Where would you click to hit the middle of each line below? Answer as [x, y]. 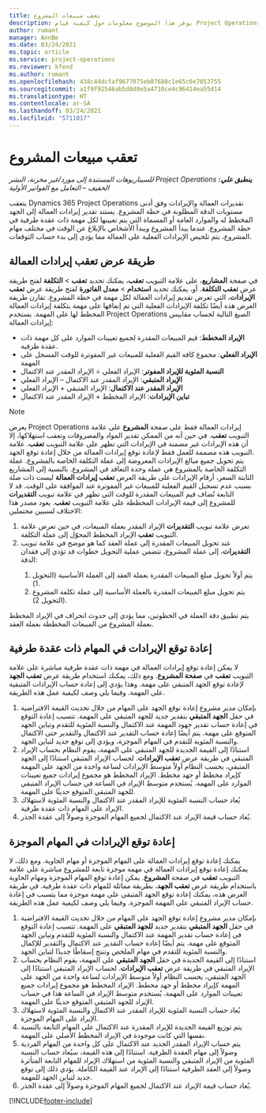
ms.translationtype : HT [48, 96]
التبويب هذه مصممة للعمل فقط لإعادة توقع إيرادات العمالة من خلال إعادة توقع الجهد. [132, 452]
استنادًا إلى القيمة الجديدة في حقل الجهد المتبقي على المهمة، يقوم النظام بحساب [138, 960]
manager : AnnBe [34, 37]
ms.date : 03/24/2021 [43, 45]
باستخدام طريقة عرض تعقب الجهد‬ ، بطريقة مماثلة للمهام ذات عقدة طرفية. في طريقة [133, 886]
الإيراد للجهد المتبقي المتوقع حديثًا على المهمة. [87, 1002]
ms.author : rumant [39, 74]
